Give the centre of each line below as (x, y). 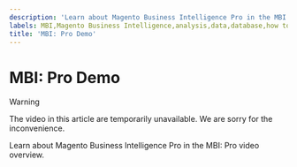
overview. (27, 155)
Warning (24, 102)
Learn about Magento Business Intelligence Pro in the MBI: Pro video (134, 146)
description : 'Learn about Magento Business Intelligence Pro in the (140, 17)
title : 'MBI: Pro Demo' (53, 34)
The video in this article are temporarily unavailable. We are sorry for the (141, 119)
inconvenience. (37, 128)
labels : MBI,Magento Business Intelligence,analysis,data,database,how (144, 26)
